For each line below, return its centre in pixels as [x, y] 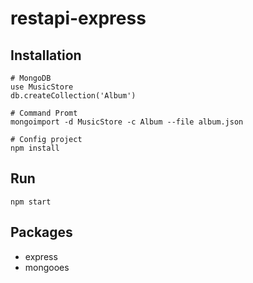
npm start [31, 202]
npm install [35, 148]
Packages [41, 232]
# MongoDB [31, 78]
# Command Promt [44, 113]
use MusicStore [42, 87]
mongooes [47, 267]
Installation [46, 55]
